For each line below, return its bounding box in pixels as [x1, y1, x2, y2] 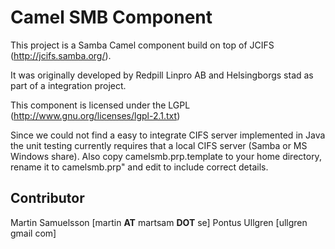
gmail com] [10, 227, 57, 239]
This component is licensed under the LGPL [10, 99, 191, 111]
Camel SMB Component [10, 6, 213, 29]
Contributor [10, 190, 85, 207]
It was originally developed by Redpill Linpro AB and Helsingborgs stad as [10, 69, 314, 81]
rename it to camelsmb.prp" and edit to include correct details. [10, 161, 269, 173]
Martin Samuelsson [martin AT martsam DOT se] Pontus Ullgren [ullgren [10, 216, 308, 228]
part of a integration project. [10, 79, 127, 91]
